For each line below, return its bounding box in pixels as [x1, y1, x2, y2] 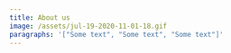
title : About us [9, 13, 70, 22]
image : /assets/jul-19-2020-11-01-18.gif [9, 22, 168, 31]
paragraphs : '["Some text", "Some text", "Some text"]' [9, 30, 224, 39]
